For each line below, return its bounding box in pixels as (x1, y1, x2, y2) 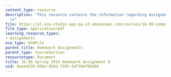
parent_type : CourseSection (5, 50, 65, 55)
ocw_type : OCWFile (5, 41, 44, 46)
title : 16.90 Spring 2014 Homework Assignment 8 (5, 59, 110, 64)
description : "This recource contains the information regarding (5, 12, 147, 17)
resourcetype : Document (5, 54, 56, 60)
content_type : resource (5, 7, 56, 13)
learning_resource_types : (5, 31, 60, 36)
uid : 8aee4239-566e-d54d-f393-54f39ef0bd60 (5, 64, 99, 69)
